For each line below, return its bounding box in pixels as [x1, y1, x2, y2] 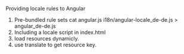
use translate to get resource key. [14, 41, 96, 48]
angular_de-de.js [14, 23, 56, 29]
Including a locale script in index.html [14, 29, 106, 36]
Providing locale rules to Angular [5, 5, 86, 12]
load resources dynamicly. [14, 35, 79, 42]
